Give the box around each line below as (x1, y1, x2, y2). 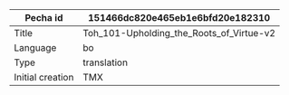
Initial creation (14, 71, 74, 83)
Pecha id (24, 12, 63, 24)
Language (14, 42, 57, 53)
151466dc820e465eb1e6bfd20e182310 (87, 12, 271, 24)
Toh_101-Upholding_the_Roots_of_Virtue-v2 (82, 27, 276, 39)
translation (82, 56, 129, 69)
